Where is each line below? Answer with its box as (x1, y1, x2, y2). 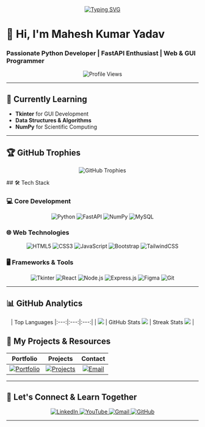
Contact (81, 354, 106, 363)
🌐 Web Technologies (6, 228, 70, 237)
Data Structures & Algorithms (15, 117, 92, 124)
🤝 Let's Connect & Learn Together (6, 392, 137, 403)
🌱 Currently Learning (6, 94, 87, 104)
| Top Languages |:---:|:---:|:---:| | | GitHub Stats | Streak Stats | (11, 318, 194, 325)
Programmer (6, 57, 45, 65)
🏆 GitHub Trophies (6, 147, 81, 158)
